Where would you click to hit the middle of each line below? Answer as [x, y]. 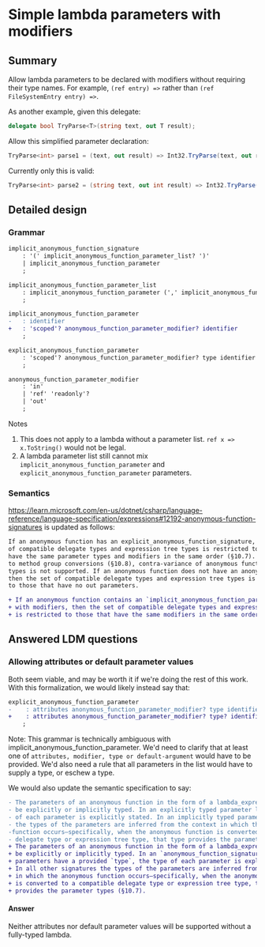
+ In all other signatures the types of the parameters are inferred [125, 869]
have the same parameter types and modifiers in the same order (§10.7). [132, 556]
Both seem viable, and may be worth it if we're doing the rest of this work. [128, 679]
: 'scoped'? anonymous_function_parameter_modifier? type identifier [139, 357]
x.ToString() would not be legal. [73, 447]
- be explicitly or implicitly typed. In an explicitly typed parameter [130, 810]
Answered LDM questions [73, 639]
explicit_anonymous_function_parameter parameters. [106, 473]
